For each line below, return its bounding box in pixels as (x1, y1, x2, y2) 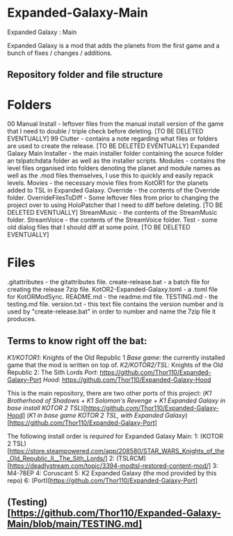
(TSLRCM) (115, 454, 146, 463)
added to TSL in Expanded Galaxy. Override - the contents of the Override (7, 186, 220, 195)
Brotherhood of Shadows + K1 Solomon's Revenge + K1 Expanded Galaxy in (7, 396, 226, 405)
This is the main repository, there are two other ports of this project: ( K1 (7, 389, 212, 398)
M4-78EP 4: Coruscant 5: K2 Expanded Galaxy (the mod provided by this (7, 469, 217, 478)
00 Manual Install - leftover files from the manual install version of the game (7, 120, 224, 128)
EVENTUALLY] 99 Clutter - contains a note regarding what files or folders (7, 134, 218, 143)
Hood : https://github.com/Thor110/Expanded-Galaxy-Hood (42, 375, 211, 384)
